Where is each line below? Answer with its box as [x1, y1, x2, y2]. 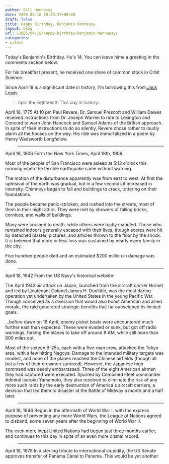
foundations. [5, 191, 32, 197]
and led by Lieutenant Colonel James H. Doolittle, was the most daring [5, 288, 151, 294]
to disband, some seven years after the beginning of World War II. [5, 418, 142, 424]
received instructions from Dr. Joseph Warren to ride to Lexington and [5, 114, 150, 120]
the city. [5, 243, 22, 249]
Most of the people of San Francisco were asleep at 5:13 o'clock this [5, 160, 147, 166]
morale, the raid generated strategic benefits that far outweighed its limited [5, 303, 161, 310]
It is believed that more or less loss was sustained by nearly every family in [5, 237, 160, 243]
